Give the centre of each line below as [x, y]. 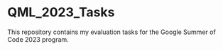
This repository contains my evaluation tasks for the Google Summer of [112, 32]
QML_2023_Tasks [61, 12]
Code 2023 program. [38, 39]
